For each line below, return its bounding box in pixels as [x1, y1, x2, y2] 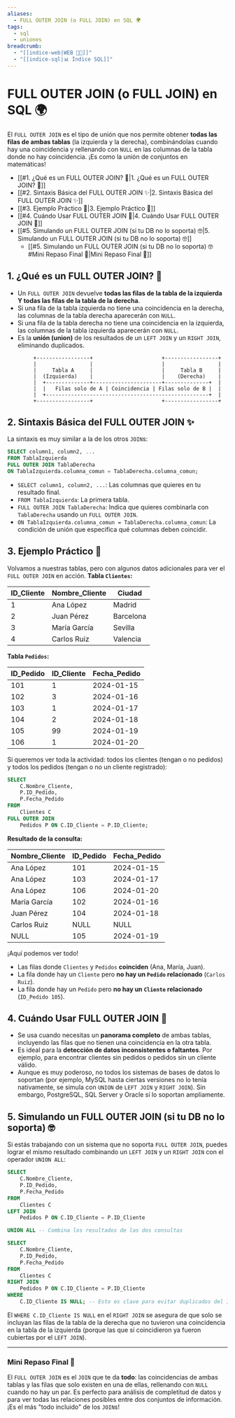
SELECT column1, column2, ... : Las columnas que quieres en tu [17, 480, 201, 489]
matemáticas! [7, 160, 47, 168]
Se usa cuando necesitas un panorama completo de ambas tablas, [17, 1031, 212, 1039]
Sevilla [113, 622, 135, 632]
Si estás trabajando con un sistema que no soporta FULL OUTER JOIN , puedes [7, 1140, 228, 1149]
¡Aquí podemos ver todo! [7, 949, 79, 957]
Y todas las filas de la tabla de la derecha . [17, 296, 141, 304]
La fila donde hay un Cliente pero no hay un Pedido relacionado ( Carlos [17, 970, 226, 978]
